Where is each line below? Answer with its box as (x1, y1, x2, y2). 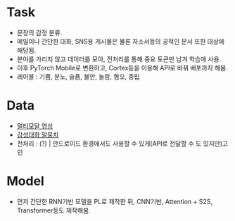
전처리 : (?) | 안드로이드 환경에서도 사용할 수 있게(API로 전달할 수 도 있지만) (16, 139, 223, 148)
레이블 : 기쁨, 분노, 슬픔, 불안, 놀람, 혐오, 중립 (16, 72, 140, 81)
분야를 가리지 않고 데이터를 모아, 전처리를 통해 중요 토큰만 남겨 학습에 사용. (16, 54, 222, 63)
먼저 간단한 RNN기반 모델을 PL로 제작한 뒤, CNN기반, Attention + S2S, (16, 197, 212, 206)
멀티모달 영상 (16, 121, 53, 130)
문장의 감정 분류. (16, 28, 63, 37)
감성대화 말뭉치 (16, 130, 59, 139)
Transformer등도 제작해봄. (16, 206, 91, 215)
